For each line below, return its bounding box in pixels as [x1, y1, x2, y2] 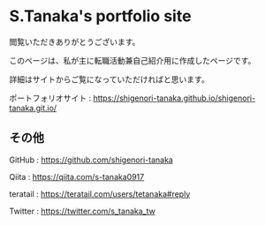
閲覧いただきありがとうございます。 [9, 36, 140, 47]
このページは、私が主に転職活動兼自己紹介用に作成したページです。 [9, 55, 256, 65]
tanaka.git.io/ [9, 102, 57, 113]
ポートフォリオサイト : [9, 93, 91, 103]
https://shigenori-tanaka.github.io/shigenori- [92, 93, 256, 103]
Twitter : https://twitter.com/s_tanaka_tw [9, 206, 156, 216]
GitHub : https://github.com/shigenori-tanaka [9, 154, 174, 165]
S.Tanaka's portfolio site [9, 6, 192, 26]
